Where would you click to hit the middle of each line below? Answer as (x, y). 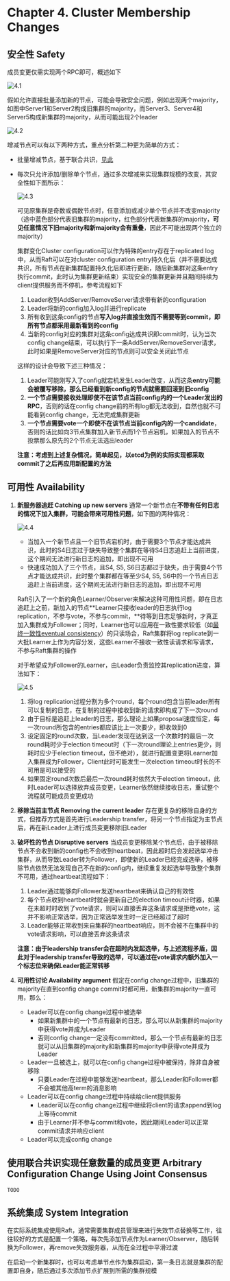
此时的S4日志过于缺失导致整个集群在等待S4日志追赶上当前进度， (131, 550)
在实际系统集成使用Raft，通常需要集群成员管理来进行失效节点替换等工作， (112, 1230)
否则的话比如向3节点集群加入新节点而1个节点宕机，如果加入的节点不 (123, 432)
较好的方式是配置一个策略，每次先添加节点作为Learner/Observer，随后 (113, 1239)
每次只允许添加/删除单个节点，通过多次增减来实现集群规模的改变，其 (114, 174)
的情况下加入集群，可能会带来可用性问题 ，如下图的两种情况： (104, 513)
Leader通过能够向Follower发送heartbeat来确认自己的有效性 (111, 891)
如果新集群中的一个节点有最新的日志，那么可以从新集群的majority (130, 1020)
